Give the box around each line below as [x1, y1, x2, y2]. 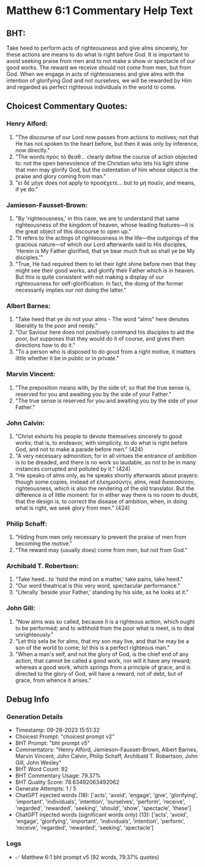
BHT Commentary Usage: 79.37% [15, 772, 101, 779]
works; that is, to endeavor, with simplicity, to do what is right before [15, 439, 188, 446]
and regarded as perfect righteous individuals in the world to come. [6, 83, 176, 91]
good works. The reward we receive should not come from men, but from [6, 64, 192, 71]
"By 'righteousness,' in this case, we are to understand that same [15, 214, 179, 222]
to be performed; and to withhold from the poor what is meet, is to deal [15, 624, 195, 632]
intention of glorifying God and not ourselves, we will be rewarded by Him [6, 77, 192, 84]
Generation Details [6, 713, 63, 721]
